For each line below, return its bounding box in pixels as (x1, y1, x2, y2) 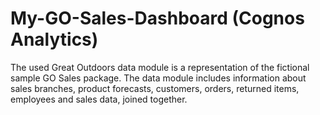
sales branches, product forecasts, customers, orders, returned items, (10, 82, 300, 94)
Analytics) (10, 28, 99, 51)
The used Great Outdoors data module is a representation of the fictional (10, 61, 310, 73)
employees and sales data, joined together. (10, 93, 188, 105)
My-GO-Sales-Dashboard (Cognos (10, 7, 305, 30)
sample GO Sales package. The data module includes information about (10, 72, 307, 84)
